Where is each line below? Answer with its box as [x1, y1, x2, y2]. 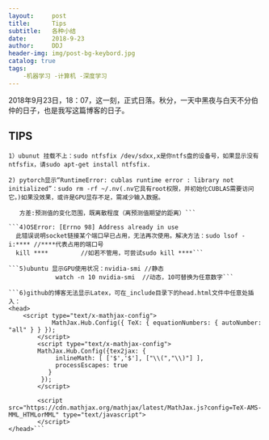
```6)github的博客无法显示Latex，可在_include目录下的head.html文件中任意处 [8, 289, 249, 298]
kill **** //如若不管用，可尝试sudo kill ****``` [15, 249, 204, 257]
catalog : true [8, 57, 57, 66]
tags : [8, 65, 27, 73]
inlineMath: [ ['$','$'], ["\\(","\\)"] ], [55, 354, 204, 362]
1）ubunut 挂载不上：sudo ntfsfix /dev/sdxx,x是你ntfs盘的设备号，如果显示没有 [8, 152, 259, 160]
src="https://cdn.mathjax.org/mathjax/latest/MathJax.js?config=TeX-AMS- [8, 404, 263, 412]
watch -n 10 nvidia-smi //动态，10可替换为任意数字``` [55, 273, 234, 281]
